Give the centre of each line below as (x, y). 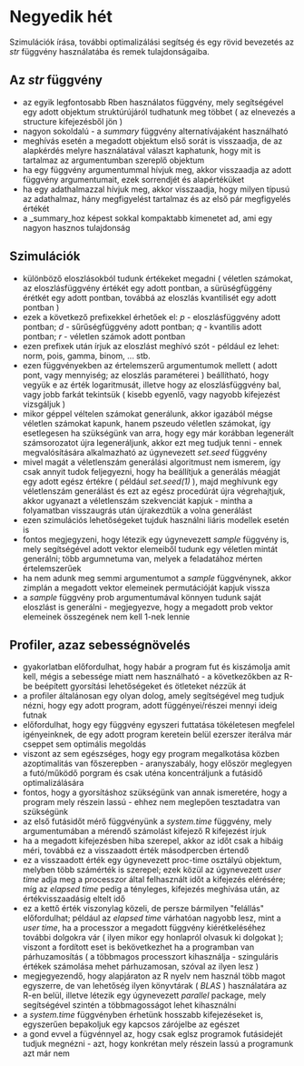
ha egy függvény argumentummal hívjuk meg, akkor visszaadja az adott (157, 169)
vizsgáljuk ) (44, 404)
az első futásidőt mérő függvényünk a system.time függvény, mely (147, 821)
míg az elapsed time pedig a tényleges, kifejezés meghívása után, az (151, 890)
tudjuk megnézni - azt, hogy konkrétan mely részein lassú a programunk (158, 1044)
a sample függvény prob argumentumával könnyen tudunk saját (142, 597)
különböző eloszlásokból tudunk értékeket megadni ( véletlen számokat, (157, 278)
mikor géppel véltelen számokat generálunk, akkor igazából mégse (147, 413)
